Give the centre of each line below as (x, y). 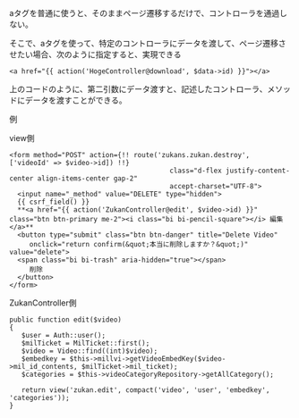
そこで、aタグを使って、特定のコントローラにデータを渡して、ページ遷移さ (148, 43)
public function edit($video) (66, 320)
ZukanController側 (43, 303)
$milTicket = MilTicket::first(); (85, 343)
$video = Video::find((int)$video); (90, 351)
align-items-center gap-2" (88, 179)
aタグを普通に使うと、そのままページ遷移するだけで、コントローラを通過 (145, 13)
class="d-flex (196, 171)
